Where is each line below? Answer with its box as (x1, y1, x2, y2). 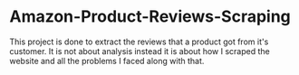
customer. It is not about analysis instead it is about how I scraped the (9, 45, 270, 56)
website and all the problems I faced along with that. (9, 55, 205, 66)
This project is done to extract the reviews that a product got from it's (9, 36, 269, 47)
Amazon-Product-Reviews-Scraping (9, 6, 292, 27)
